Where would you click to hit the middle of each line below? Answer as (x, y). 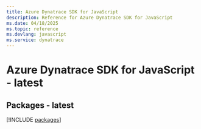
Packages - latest (40, 105)
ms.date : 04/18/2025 (33, 23)
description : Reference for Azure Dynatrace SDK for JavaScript (90, 18)
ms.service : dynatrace (35, 40)
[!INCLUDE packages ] (34, 120)
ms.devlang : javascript (37, 35)
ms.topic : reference (33, 29)
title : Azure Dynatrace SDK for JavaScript (62, 12)
